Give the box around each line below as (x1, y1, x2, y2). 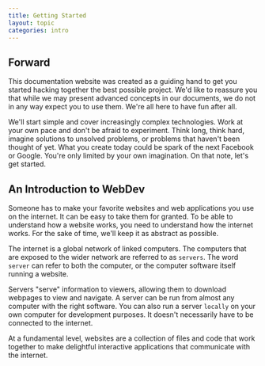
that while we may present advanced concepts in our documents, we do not (8, 93, 256, 103)
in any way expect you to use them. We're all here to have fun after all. (8, 102, 237, 112)
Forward (8, 55, 51, 69)
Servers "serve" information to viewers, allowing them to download (8, 284, 227, 294)
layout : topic (8, 19, 55, 27)
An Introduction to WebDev (8, 182, 145, 196)
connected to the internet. (8, 318, 93, 327)
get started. (8, 159, 46, 169)
